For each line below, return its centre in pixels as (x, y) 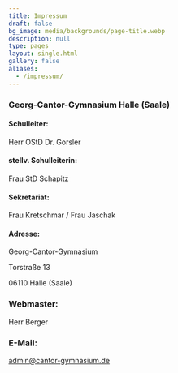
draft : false (30, 24)
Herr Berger (28, 322)
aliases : (23, 69)
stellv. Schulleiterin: (43, 161)
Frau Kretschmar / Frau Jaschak (62, 215)
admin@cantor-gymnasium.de (59, 360)
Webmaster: (33, 304)
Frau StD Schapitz (39, 178)
